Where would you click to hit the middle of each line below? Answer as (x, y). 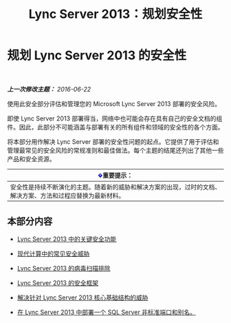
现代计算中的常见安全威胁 (53, 253)
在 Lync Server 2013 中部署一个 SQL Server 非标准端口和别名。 (107, 312)
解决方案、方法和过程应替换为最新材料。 (67, 195)
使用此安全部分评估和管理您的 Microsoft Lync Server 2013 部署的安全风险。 (114, 103)
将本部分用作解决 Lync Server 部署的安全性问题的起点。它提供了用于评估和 (113, 141)
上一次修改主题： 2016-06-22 (49, 89)
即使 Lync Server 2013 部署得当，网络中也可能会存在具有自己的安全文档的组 (115, 118)
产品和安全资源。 (31, 158)
